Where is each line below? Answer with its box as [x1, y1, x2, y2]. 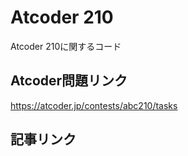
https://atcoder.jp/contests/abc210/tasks [10, 99, 178, 111]
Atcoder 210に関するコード [10, 40, 122, 52]
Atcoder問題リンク [10, 72, 128, 90]
